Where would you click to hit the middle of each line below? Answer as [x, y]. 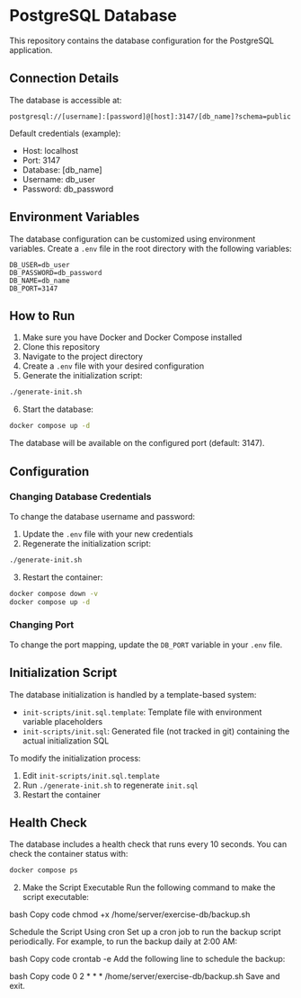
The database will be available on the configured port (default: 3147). [137, 443]
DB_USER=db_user [40, 265]
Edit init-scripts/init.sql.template [91, 775]
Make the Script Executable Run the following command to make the [149, 887]
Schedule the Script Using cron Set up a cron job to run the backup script [145, 932]
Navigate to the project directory [83, 357]
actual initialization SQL [66, 740]
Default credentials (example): [65, 133]
